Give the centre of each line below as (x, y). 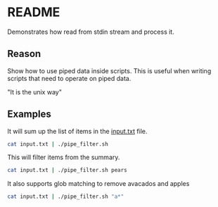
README (34, 12)
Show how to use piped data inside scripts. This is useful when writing (109, 70)
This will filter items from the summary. (64, 157)
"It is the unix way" (34, 92)
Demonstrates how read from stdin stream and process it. (91, 32)
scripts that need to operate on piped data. (69, 78)
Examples (29, 114)
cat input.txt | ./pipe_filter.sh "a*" (66, 197)
